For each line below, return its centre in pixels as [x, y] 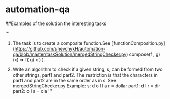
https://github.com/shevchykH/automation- [60, 48]
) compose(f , [140, 54]
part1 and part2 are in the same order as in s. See [64, 80]
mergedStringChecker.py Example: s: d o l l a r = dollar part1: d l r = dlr [86, 86]
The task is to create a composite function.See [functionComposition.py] [89, 43]
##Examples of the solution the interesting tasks [56, 23]
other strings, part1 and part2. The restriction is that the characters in [85, 75]
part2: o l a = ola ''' [32, 91]
